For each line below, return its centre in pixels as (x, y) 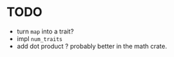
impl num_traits (39, 38)
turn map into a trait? (45, 31)
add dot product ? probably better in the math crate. (92, 46)
